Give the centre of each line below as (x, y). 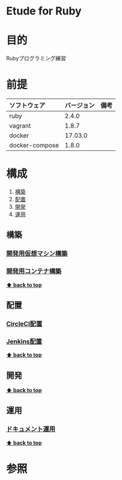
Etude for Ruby (44, 11)
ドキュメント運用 (31, 429)
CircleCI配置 (25, 324)
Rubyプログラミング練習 (36, 58)
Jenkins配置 (24, 341)
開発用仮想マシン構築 (37, 254)
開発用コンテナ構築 (34, 271)
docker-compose (34, 146)
